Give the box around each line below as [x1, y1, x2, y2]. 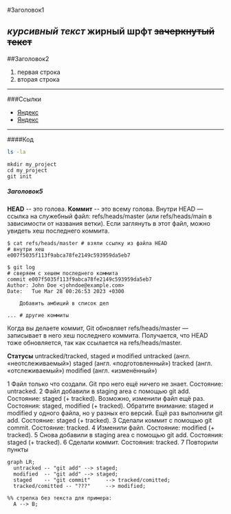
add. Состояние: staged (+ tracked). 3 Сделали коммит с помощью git [7, 416, 212, 424]
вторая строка [16, 75, 60, 83]
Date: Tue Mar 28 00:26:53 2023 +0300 [7, 288, 125, 294]
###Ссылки [7, 95, 42, 103]
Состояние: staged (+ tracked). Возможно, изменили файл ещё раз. [7, 394, 205, 402]
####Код [7, 135, 34, 143]
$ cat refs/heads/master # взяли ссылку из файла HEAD [7, 240, 168, 246]
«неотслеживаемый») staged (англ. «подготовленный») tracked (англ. [7, 359, 213, 367]
